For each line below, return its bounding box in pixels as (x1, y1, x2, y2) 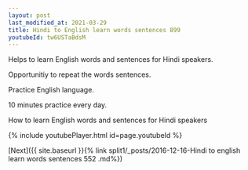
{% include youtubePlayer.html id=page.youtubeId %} (8, 131, 183, 140)
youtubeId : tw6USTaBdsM (8, 33, 86, 42)
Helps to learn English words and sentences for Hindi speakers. (8, 55, 213, 64)
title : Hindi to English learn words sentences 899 (8, 26, 181, 34)
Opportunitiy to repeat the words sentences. (8, 70, 151, 79)
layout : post (8, 11, 51, 20)
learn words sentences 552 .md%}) (8, 154, 123, 164)
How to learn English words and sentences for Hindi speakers (8, 115, 208, 125)
